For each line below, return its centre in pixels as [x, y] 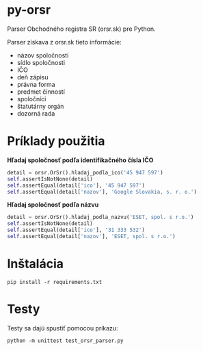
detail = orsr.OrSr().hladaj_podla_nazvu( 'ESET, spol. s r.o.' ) [100, 218]
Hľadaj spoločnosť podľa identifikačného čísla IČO [80, 160]
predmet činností [41, 92]
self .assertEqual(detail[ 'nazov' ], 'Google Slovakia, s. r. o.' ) [102, 192]
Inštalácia [35, 264]
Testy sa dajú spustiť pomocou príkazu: [63, 328]
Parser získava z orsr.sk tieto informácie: [64, 42]
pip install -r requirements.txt [55, 282]
